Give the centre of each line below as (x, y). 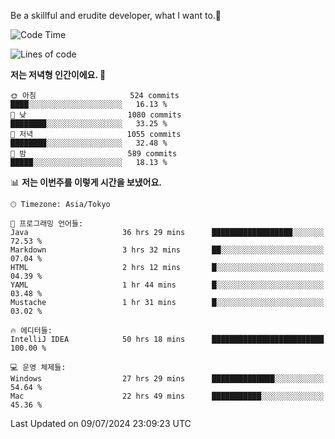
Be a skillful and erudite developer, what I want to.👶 (116, 15)
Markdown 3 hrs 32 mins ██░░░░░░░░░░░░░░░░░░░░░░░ (167, 250)
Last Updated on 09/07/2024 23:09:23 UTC (101, 423)
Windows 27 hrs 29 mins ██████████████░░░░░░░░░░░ (167, 379)
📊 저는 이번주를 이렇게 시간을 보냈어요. (86, 182)
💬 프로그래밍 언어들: (47, 224)
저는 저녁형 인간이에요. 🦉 (58, 74)
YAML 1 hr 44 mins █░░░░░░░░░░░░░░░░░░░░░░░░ (167, 285)
